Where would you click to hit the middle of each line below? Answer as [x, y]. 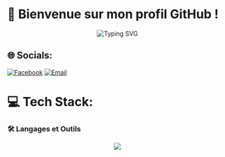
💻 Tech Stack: [50, 102]
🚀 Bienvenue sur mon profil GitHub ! [113, 14]
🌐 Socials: [30, 55]
